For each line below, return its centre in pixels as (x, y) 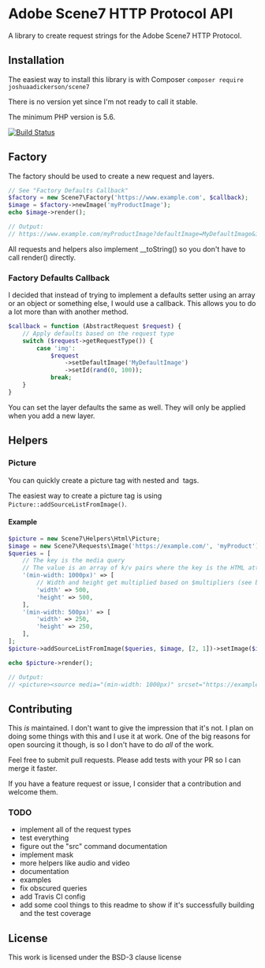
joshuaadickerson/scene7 (49, 87)
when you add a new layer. (52, 416)
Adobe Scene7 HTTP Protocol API (121, 14)
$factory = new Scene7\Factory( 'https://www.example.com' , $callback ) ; (128, 198)
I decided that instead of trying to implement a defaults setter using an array (132, 295)
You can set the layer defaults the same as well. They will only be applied (127, 407)
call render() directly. (42, 257)
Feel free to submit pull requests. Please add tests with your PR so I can (125, 760)
